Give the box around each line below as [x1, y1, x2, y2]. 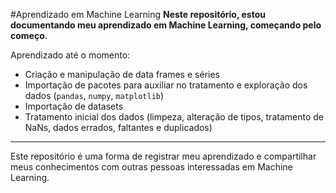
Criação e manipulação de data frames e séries [24, 69, 220, 80]
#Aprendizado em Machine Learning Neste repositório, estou [10, 9, 266, 20]
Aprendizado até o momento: [10, 49, 131, 61]
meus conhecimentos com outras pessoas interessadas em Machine [10, 161, 293, 173]
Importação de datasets [24, 100, 124, 112]
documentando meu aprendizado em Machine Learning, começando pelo [10, 19, 322, 31]
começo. [10, 30, 48, 41]
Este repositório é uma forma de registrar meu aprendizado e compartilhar [10, 150, 317, 162]
